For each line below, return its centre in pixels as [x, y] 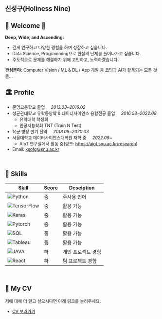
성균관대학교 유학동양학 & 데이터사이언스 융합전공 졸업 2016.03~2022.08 [84, 113]
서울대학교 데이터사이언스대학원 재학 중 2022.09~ [62, 138]
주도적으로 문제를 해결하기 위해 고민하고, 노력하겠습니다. [65, 60]
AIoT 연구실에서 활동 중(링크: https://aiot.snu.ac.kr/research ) [78, 144]
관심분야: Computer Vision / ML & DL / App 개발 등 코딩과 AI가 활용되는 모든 [79, 70]
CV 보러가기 [24, 311]
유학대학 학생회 [34, 120]
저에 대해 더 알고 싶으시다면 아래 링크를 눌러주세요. [53, 301]
